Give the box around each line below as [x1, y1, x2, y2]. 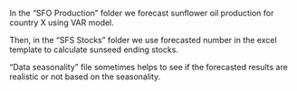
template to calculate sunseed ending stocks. [9, 44, 179, 55]
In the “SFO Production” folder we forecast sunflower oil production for [9, 8, 274, 18]
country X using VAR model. [9, 17, 115, 28]
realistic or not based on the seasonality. [9, 71, 161, 82]
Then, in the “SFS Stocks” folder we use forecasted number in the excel [9, 35, 278, 45]
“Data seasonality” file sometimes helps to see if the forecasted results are [9, 62, 288, 72]
